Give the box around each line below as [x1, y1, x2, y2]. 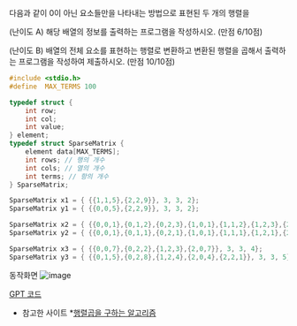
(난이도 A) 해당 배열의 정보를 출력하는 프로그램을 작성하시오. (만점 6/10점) [9, 27, 263, 37]
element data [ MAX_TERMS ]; [25, 148, 121, 156]
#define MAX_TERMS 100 [9, 82, 97, 91]
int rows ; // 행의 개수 [25, 155, 105, 164]
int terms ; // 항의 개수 [25, 171, 109, 181]
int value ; [25, 123, 65, 132]
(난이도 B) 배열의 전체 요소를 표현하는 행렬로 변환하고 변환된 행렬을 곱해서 [9, 45, 263, 56]
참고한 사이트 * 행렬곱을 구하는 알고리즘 [21, 307, 156, 318]
